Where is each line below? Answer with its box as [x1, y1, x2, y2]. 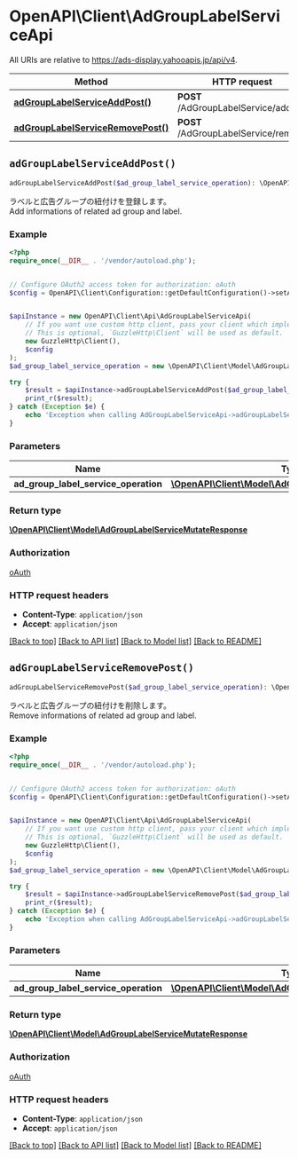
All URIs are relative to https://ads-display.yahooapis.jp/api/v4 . [9, 54, 238, 65]
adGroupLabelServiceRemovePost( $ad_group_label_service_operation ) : [9, 682, 268, 691]
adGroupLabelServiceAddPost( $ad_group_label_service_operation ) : [9, 178, 255, 187]
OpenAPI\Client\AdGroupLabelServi [9, 6, 281, 27]
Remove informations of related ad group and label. [9, 710, 197, 721]
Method [74, 75, 108, 88]
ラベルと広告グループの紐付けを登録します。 [9, 195, 171, 206]
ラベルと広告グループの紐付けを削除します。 [9, 699, 171, 711]
